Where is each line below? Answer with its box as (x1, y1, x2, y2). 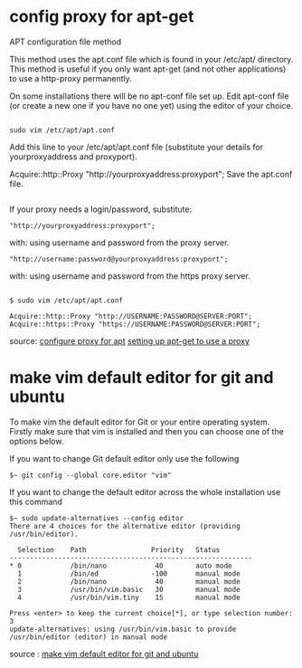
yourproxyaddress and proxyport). (9, 151, 137, 162)
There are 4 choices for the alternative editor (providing (9, 521, 241, 530)
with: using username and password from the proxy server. (9, 237, 230, 248)
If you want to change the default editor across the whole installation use (9, 486, 281, 497)
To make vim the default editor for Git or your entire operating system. (9, 416, 270, 427)
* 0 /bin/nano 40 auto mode (9, 561, 232, 570)
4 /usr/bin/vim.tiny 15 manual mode (17, 593, 241, 602)
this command (9, 496, 63, 507)
